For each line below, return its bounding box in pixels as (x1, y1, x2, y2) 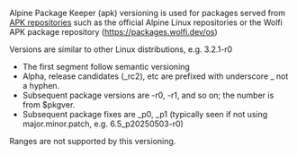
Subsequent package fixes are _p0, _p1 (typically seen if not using (22, 109, 268, 119)
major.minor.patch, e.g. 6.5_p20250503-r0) (22, 118, 184, 129)
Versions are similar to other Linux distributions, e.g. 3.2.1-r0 (9, 44, 233, 55)
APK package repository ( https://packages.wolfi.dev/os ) (9, 27, 218, 37)
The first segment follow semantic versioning (22, 62, 191, 72)
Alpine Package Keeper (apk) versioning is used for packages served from (9, 8, 286, 18)
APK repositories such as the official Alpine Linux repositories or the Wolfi (9, 17, 283, 28)
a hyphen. (22, 81, 60, 90)
